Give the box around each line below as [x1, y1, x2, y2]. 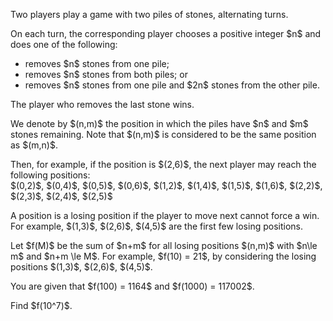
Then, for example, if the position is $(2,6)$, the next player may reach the [10, 159, 317, 170]
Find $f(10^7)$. [10, 300, 73, 311]
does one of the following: [10, 39, 118, 50]
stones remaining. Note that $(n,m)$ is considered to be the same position [10, 129, 317, 140]
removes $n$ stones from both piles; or [24, 69, 188, 80]
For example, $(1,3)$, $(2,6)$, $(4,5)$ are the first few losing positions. [10, 220, 303, 232]
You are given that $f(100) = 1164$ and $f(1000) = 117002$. [10, 280, 255, 292]
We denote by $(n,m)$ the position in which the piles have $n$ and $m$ [10, 118, 309, 129]
